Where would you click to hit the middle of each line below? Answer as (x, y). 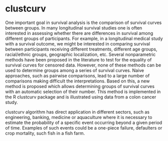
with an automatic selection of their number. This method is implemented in (83, 91)
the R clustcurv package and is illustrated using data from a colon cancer (81, 97)
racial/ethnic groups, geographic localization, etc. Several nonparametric (80, 54)
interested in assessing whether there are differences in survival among (79, 33)
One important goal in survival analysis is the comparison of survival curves (83, 22)
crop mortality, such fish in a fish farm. (45, 133)
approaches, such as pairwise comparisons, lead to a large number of (77, 75)
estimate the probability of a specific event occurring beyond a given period (84, 122)
